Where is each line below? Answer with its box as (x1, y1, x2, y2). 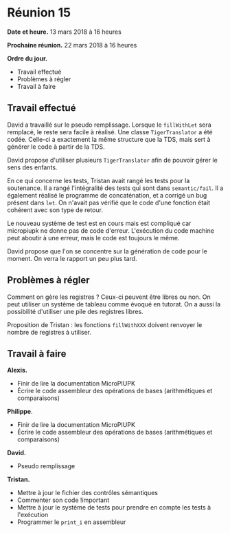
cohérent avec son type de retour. (7, 205, 103, 214)
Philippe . (7, 408, 33, 416)
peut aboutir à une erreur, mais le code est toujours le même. (7, 233, 180, 242)
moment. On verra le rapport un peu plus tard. (7, 254, 137, 262)
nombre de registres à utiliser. (7, 328, 91, 336)
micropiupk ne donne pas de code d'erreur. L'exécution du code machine (7, 226, 215, 235)
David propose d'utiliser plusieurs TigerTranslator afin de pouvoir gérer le (7, 156, 218, 164)
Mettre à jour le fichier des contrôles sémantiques (16, 489, 159, 497)
